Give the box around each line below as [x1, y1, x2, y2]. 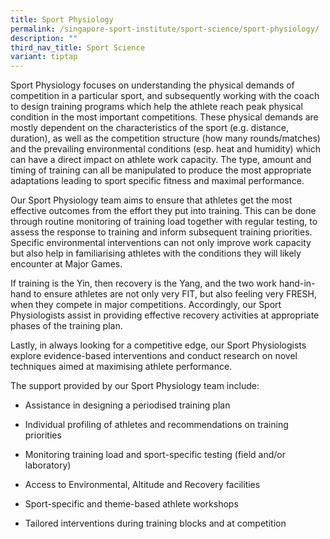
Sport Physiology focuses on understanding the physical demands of [10, 79, 295, 91]
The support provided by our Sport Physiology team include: [10, 380, 260, 392]
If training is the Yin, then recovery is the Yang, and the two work [10, 277, 278, 290]
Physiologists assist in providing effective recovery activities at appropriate [10, 309, 320, 321]
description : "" [10, 33, 78, 43]
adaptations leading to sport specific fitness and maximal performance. [10, 175, 305, 187]
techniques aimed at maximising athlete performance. [10, 361, 233, 373]
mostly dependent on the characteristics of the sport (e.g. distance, [10, 122, 289, 134]
